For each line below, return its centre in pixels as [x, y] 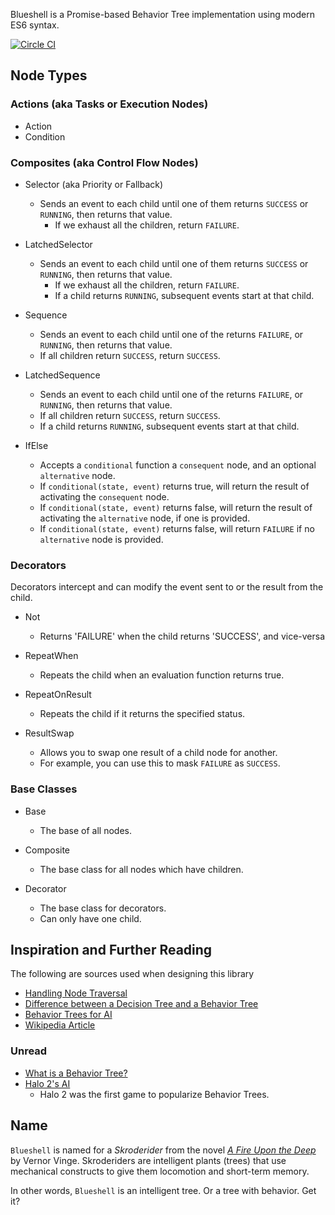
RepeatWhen [51, 656]
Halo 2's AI [47, 1083]
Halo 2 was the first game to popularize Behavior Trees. [154, 1094]
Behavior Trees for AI [68, 1015]
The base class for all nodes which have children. [141, 869]
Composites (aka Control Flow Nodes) [104, 162]
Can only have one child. [90, 918]
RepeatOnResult [58, 695]
